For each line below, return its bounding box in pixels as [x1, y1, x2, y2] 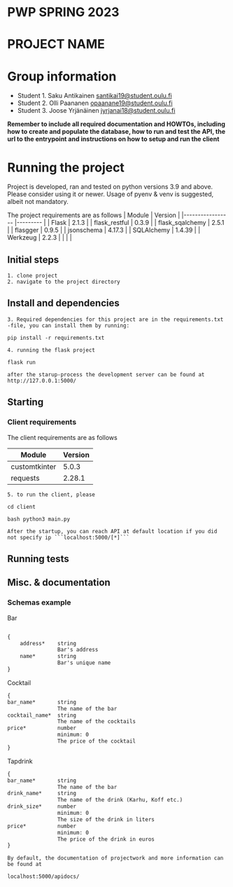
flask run [7, 359, 36, 366]
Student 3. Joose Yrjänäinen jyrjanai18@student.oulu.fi [17, 106, 176, 115]
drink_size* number [7, 803, 77, 810]
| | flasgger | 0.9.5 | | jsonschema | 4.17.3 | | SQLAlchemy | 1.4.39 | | [7, 226, 201, 235]
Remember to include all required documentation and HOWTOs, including [7, 120, 225, 128]
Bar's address [57, 646, 99, 654]
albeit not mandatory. [7, 198, 69, 206]
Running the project [7, 159, 125, 175]
